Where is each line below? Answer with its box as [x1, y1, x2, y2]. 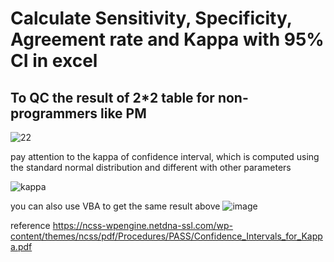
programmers [10, 105, 98, 122]
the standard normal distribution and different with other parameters [10, 162, 292, 173]
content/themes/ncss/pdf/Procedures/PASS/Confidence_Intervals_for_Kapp [10, 230, 323, 242]
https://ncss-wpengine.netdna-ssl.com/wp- [52, 220, 234, 231]
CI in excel [10, 50, 98, 72]
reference [10, 220, 51, 231]
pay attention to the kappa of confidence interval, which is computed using [10, 151, 320, 162]
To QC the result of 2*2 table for [10, 89, 215, 106]
